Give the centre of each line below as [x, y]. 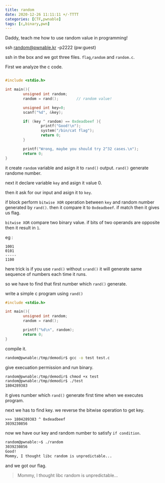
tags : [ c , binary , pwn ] [28, 24]
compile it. [16, 349]
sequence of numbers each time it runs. [46, 274]
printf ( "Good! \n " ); [61, 126]
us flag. [13, 213]
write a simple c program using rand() [44, 293]
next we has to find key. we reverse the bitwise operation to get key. [75, 410]
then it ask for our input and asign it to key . [49, 192]
